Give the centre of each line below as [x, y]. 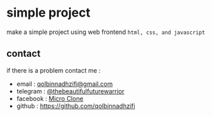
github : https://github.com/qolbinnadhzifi [76, 106]
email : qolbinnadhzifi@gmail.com [65, 84]
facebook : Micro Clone [50, 98]
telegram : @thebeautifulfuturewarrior [70, 91]
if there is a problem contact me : [54, 70]
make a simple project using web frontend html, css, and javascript [106, 32]
